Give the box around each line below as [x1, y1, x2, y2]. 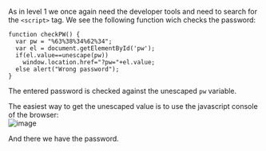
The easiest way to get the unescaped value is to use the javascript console [8, 102, 258, 110]
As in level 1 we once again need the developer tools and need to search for [8, 7, 258, 16]
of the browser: [8, 110, 59, 119]
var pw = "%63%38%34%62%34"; [15, 37, 113, 45]
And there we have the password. [8, 134, 120, 143]
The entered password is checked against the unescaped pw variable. [8, 87, 237, 95]
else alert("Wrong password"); [15, 65, 120, 73]
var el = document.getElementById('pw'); [15, 45, 156, 52]
